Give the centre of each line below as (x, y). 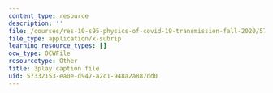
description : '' (36, 23)
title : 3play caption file (54, 69)
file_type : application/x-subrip (65, 38)
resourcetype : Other (43, 61)
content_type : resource (49, 16)
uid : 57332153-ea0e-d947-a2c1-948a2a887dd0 (83, 76)
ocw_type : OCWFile (39, 53)
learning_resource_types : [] (58, 46)
